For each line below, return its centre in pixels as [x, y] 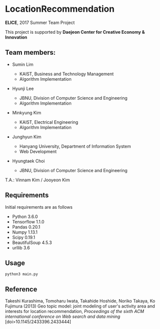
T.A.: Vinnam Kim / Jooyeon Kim [38, 180]
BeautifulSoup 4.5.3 [32, 242]
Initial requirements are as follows [39, 207]
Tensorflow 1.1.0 [28, 221]
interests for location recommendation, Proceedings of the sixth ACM [75, 311]
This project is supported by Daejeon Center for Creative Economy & [75, 32]
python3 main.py [21, 274]
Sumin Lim [23, 64]
